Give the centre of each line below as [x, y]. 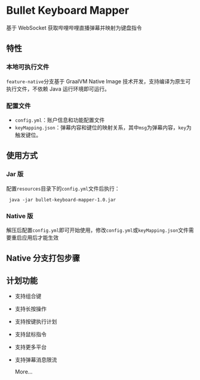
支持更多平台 [30, 347]
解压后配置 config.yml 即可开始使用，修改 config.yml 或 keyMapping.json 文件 [98, 230]
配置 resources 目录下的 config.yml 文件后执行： [63, 188]
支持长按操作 [30, 309]
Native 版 [20, 216]
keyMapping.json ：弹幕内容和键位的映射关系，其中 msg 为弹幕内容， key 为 [103, 127]
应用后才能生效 [40, 237]
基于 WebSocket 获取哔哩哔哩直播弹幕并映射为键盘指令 [74, 28]
